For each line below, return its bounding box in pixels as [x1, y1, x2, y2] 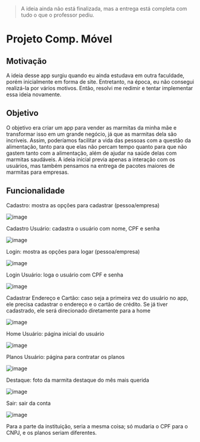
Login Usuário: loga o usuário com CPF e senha [6, 271, 124, 278]
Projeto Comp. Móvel [6, 32, 112, 46]
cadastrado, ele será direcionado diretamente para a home [6, 307, 151, 314]
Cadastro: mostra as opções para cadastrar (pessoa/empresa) [6, 201, 160, 208]
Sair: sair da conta [6, 400, 51, 407]
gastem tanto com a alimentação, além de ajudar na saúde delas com [6, 149, 177, 156]
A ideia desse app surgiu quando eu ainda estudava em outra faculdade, [6, 72, 185, 79]
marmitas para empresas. [6, 168, 69, 176]
